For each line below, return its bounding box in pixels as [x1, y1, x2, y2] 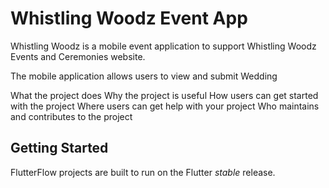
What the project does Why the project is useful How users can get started [10, 89, 319, 101]
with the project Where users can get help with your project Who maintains [10, 100, 320, 112]
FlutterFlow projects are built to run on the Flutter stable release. [10, 166, 276, 178]
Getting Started [10, 140, 109, 157]
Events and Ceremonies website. [10, 50, 146, 62]
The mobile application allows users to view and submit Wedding [10, 70, 278, 82]
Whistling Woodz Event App [10, 7, 248, 30]
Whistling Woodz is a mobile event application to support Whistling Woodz [10, 40, 317, 52]
